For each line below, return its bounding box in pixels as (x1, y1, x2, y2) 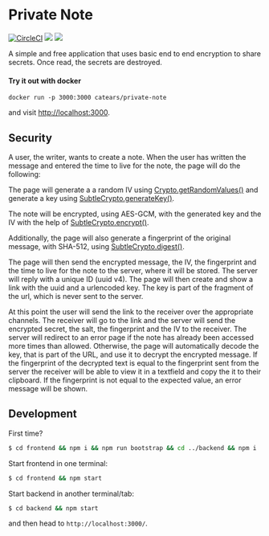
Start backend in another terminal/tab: (8, 489, 135, 498)
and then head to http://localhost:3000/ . (8, 518, 149, 528)
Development (8, 407, 78, 421)
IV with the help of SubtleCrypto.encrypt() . (8, 217, 150, 227)
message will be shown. (8, 383, 88, 393)
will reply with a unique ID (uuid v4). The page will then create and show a (8, 274, 254, 284)
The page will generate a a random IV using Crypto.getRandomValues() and (8, 185, 259, 194)
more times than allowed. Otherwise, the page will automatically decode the (8, 341, 259, 350)
